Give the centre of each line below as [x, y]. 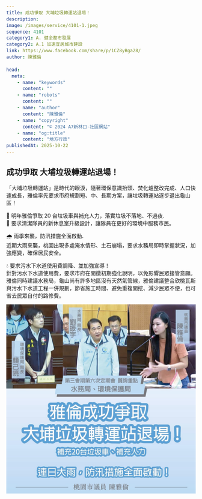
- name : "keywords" [41, 82]
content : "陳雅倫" [44, 114]
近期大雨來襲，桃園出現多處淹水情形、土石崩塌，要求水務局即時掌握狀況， [98, 245]
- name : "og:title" [41, 133]
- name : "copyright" [43, 120]
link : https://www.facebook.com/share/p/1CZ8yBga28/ [74, 51]
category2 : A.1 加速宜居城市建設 [44, 44]
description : [23, 19]
